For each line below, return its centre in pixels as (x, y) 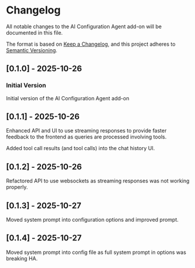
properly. (17, 187)
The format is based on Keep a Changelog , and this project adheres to (91, 44)
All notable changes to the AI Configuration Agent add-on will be (84, 26)
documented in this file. (35, 32)
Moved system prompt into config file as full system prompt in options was (96, 252)
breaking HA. (22, 258)
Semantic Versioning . (32, 50)
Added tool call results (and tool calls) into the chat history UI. (81, 148)
